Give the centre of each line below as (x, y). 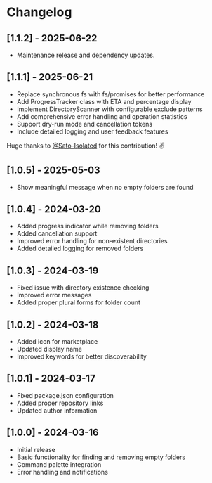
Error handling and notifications (62, 472)
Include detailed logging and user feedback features (92, 131)
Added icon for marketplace (57, 342)
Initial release (36, 449)
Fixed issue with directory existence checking (83, 288)
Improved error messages (54, 295)
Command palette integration (59, 464)
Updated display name (49, 349)
